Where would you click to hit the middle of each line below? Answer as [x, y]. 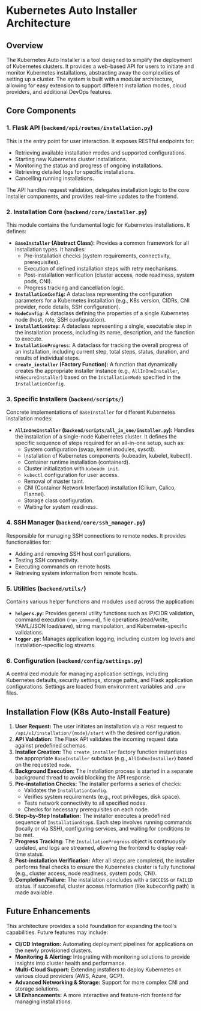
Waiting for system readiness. [61, 507]
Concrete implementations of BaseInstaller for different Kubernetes [91, 412]
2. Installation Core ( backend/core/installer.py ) [77, 212]
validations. [29, 632]
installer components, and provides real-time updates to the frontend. [92, 196]
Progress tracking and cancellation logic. [74, 287]
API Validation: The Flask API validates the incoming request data [96, 739]
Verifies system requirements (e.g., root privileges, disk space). [102, 796]
